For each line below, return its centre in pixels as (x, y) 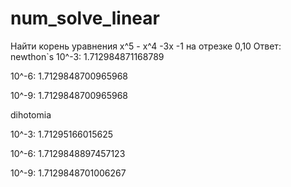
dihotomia (31, 114)
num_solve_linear (85, 18)
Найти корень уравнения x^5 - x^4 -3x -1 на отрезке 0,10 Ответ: (146, 46)
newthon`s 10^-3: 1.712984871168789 (87, 56)
